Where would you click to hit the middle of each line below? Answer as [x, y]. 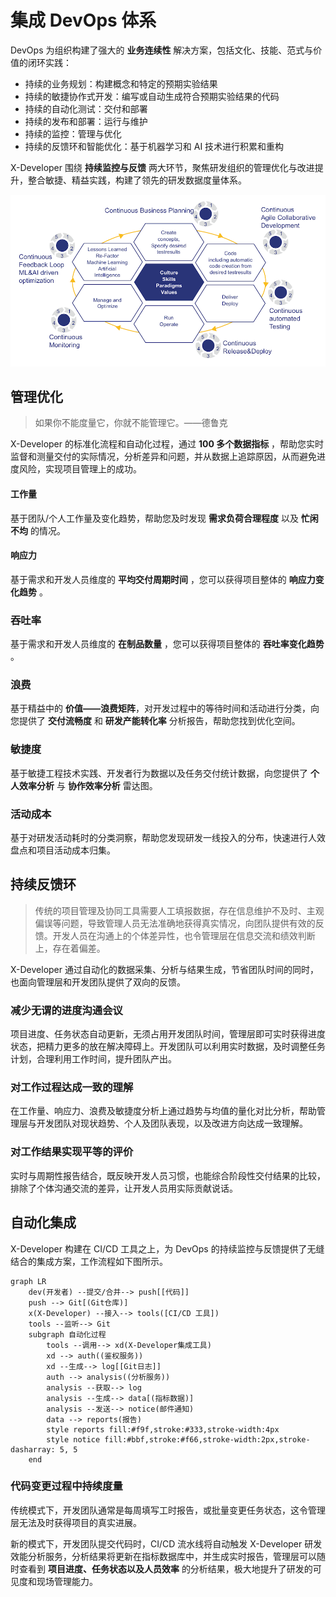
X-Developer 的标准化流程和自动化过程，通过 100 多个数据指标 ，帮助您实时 [167, 444]
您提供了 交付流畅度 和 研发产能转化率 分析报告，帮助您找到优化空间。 [155, 721]
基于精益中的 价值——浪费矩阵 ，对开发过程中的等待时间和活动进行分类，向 [165, 708]
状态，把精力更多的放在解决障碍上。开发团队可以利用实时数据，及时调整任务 [168, 1047]
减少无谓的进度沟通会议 [66, 1010]
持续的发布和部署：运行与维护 [86, 121]
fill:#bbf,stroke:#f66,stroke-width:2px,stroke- [207, 1439]
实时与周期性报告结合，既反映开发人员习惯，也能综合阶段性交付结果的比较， [168, 1175]
